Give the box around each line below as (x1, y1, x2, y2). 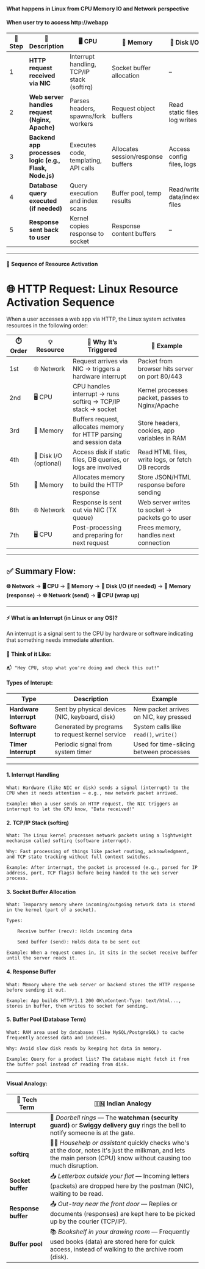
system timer (54, 747, 92, 756)
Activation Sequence (6, 295, 115, 309)
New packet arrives (133, 705, 189, 713)
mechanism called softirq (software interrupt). (6, 838, 132, 844)
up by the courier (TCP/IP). (49, 1217, 127, 1226)
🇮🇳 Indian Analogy (94, 1099, 152, 1108)
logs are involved (73, 463, 122, 471)
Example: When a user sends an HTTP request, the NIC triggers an (6, 801, 179, 807)
